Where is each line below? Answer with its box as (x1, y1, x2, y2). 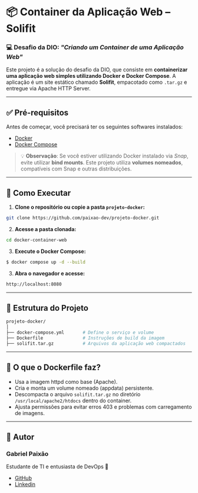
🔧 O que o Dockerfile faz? (6, 363, 101, 373)
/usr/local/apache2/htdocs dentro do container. (14, 397, 132, 404)
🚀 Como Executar (6, 188, 71, 198)
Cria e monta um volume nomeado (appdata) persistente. (14, 384, 154, 392)
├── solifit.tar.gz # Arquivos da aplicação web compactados (6, 340, 186, 346)
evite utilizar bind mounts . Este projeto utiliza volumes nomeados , (20, 159, 183, 166)
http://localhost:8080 (6, 281, 62, 287)
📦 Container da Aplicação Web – (6, 5, 171, 19)
